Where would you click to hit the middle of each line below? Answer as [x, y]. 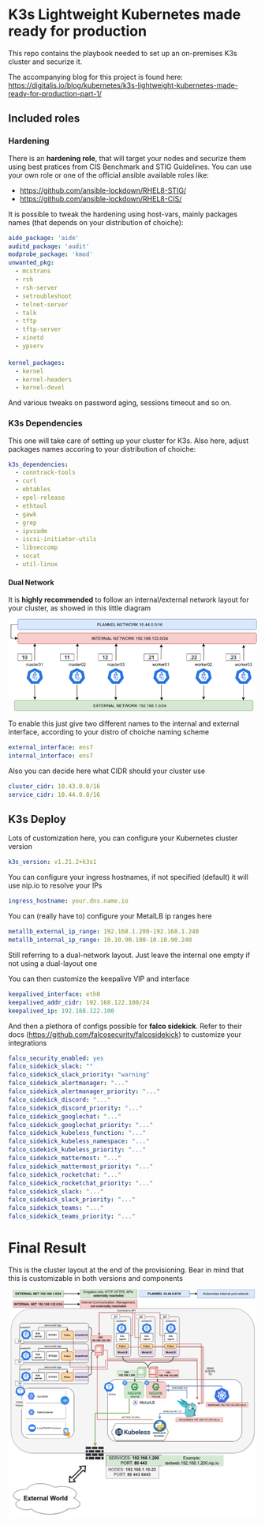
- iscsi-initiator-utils [56, 539]
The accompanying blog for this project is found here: [96, 77]
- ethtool [31, 506]
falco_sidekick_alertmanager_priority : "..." [84, 1091]
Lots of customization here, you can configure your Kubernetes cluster [123, 838]
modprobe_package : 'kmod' [50, 254]
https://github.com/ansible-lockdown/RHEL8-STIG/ [103, 190]
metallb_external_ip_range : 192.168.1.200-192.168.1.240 [104, 932]
